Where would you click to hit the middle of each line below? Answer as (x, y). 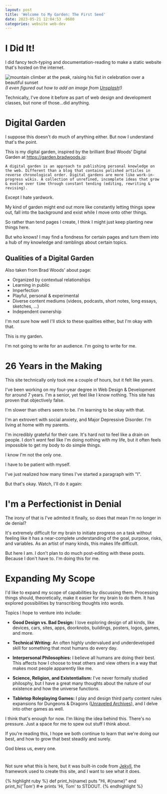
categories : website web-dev (35, 24)
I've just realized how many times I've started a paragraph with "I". (73, 474)
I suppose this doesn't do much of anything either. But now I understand (79, 137)
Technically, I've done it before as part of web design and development (78, 97)
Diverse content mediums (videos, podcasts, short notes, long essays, (84, 301)
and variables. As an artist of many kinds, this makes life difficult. (72, 543)
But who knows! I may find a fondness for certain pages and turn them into (82, 237)
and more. (23, 633)
